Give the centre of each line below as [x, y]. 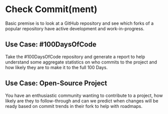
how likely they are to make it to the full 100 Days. [57, 67]
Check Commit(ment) [51, 9]
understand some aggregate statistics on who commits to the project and [81, 62]
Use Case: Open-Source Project [56, 83]
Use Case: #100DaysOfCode [51, 45]
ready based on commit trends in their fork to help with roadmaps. [74, 106]
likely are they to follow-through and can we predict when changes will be [82, 101]
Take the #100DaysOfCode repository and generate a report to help [75, 56]
